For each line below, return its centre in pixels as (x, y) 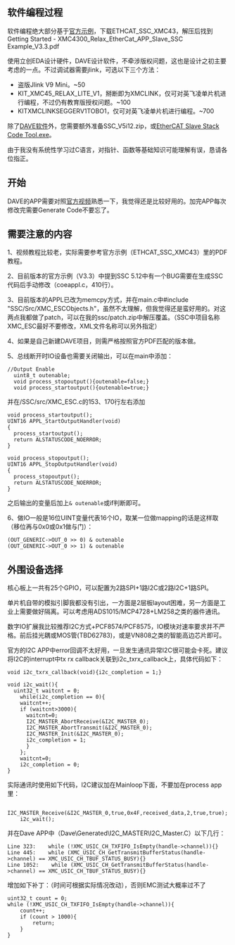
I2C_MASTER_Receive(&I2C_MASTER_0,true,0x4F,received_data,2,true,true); (118, 813)
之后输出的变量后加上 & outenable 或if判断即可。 (76, 503)
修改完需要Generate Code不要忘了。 (61, 210)
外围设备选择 (35, 570)
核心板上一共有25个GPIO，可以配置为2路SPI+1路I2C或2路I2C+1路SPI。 (110, 588)
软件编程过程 (35, 13)
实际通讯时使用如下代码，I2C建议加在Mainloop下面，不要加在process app (115, 785)
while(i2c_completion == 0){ (63, 697)
